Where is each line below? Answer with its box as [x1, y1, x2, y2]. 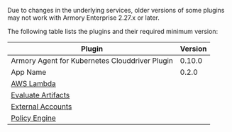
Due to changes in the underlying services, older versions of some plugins [7, 6, 225, 14]
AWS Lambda [11, 79, 57, 88]
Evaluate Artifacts [11, 90, 70, 100]
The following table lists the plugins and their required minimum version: [7, 28, 219, 35]
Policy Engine [11, 113, 57, 123]
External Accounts [11, 102, 72, 112]
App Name [11, 67, 47, 77]
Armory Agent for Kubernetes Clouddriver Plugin [11, 56, 174, 66]
